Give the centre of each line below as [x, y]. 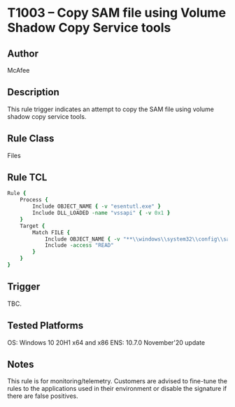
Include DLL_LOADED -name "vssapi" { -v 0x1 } [101, 213]
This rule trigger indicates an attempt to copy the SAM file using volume [111, 109]
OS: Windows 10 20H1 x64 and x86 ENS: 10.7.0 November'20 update [106, 342]
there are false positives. [43, 396]
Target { [33, 226]
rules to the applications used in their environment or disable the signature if [117, 389]
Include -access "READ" [79, 245]
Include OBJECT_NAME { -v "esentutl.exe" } [97, 207]
